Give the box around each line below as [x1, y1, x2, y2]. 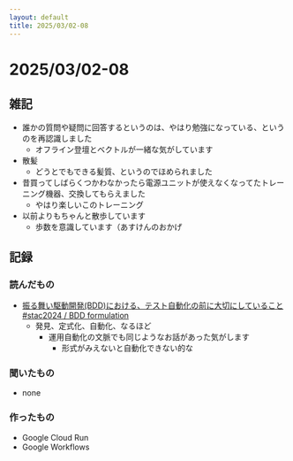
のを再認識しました [21, 133, 93, 143]
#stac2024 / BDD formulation [21, 311, 130, 321]
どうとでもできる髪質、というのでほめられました [34, 165, 214, 177]
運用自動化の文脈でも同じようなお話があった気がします [48, 332, 250, 342]
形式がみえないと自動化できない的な [61, 342, 194, 354]
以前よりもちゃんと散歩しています [21, 210, 146, 221]
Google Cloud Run [21, 432, 89, 442]
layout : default [9, 12, 69, 22]
